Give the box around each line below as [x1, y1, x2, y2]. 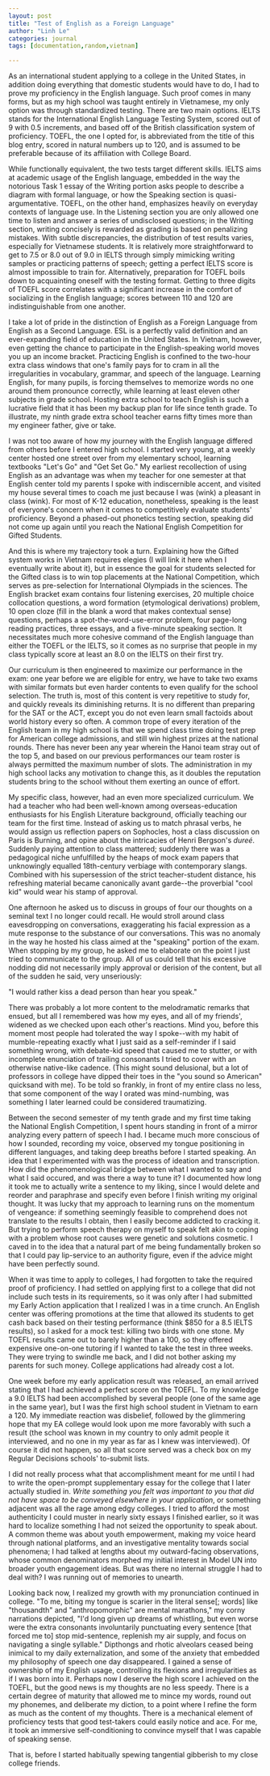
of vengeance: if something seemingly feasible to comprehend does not [8, 1207, 247, 1217]
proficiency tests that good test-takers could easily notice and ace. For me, [8, 1717, 258, 1727]
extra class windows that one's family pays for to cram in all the [8, 361, 220, 370]
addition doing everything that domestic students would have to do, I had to [8, 80, 260, 90]
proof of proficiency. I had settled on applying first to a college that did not [8, 1283, 255, 1293]
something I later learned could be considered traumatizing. [8, 1097, 207, 1107]
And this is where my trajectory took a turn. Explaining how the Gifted [8, 547, 239, 556]
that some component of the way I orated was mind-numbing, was [8, 1089, 230, 1098]
